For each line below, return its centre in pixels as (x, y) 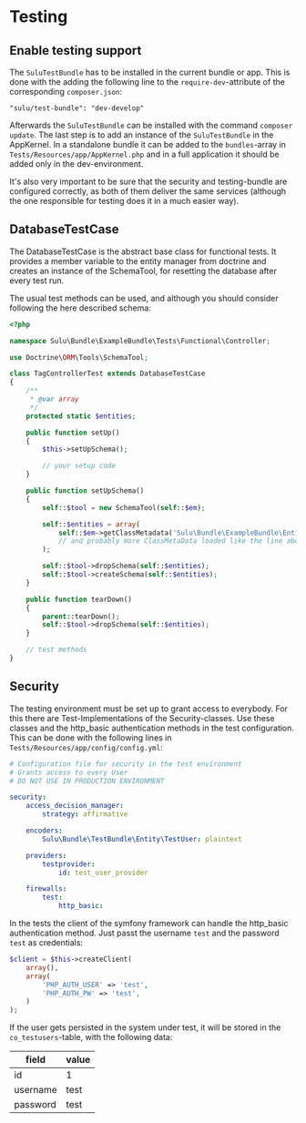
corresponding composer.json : (66, 92)
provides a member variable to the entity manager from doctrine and (138, 260)
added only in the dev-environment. (76, 164)
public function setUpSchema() (85, 491)
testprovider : (69, 864)
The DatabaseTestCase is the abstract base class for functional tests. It (143, 251)
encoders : (45, 831)
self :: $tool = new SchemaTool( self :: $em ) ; (124, 507)
